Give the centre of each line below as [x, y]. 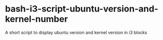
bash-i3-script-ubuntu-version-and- [82, 9]
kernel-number [36, 19]
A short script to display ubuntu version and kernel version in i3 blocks [76, 32]
